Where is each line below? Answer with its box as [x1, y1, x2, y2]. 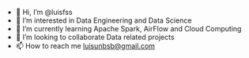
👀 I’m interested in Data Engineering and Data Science [15, 16, 192, 25]
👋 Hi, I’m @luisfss [15, 8, 73, 16]
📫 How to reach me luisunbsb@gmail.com [15, 42, 156, 50]
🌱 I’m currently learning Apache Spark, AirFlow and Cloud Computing [15, 24, 242, 33]
